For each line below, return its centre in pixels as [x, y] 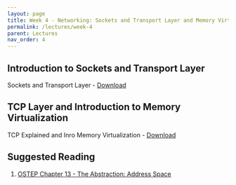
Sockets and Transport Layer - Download [67, 85]
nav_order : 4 [26, 40]
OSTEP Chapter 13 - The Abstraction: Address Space [94, 174]
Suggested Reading [51, 157]
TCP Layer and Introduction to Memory [94, 107]
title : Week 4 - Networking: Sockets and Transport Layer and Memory [111, 20]
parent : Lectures [33, 33]
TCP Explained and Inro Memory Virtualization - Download [92, 135]
